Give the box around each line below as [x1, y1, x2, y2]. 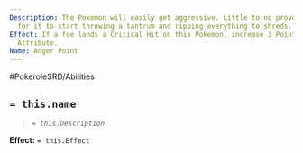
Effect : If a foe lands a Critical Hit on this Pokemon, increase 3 [9, 30, 272, 39]
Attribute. [17, 38, 59, 48]
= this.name [9, 97, 77, 111]
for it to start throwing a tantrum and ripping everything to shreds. [17, 22, 293, 31]
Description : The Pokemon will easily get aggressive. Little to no [9, 13, 272, 22]
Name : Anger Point [9, 47, 78, 56]
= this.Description [31, 119, 106, 128]
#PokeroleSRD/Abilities [9, 71, 95, 82]
